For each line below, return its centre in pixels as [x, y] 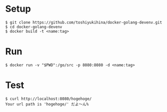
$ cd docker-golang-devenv [34, 27]
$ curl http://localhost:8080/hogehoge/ [49, 99]
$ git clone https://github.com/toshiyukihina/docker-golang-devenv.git [84, 22]
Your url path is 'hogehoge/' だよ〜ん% [47, 104]
